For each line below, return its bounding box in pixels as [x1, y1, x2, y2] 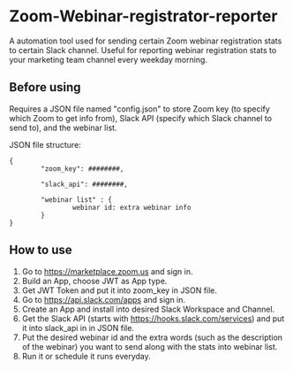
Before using [9, 80, 81, 95]
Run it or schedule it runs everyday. [21, 351, 152, 361]
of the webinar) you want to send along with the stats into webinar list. [21, 341, 278, 351]
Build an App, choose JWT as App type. [21, 275, 168, 286]
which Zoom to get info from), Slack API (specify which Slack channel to [9, 112, 272, 123]
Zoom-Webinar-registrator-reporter [9, 6, 278, 27]
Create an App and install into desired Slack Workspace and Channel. [21, 304, 275, 314]
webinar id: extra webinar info [71, 203, 192, 212]
